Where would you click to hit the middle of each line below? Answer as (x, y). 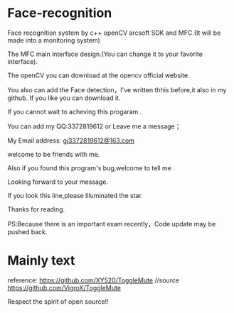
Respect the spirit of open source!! (58, 301)
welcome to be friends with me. (54, 154)
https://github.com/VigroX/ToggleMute (64, 287)
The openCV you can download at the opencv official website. (99, 75)
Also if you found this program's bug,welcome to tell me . (91, 168)
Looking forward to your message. (58, 182)
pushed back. (27, 231)
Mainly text (41, 261)
